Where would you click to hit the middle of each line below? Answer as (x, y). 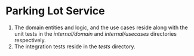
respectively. (30, 40)
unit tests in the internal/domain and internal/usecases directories (96, 33)
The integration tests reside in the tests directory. (75, 46)
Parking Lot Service (55, 11)
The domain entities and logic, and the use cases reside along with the (101, 27)
